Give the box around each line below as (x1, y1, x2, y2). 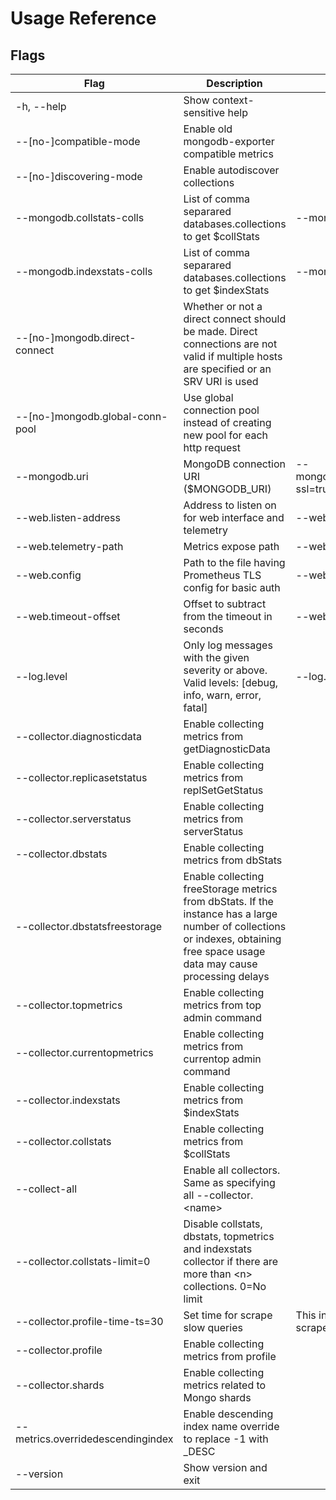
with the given (183, 651, 250, 664)
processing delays (183, 970, 270, 983)
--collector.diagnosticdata (15, 730, 142, 743)
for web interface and (183, 511, 285, 524)
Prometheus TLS (183, 568, 262, 582)
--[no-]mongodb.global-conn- (15, 410, 168, 423)
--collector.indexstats (15, 1093, 121, 1107)
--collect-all (15, 1182, 78, 1196)
